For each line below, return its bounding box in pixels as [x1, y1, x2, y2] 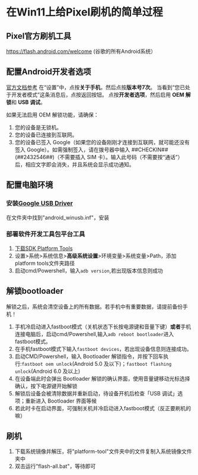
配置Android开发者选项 [6, 66, 91, 77]
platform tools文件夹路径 [14, 259, 75, 267]
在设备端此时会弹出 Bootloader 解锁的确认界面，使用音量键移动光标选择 [14, 375, 190, 382]
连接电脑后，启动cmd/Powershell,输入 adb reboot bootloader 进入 [14, 330, 174, 337]
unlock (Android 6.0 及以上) [14, 368, 81, 375]
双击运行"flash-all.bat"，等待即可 [14, 463, 96, 470]
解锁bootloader [6, 286, 64, 296]
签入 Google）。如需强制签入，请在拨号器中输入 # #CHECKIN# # [14, 146, 168, 153]
